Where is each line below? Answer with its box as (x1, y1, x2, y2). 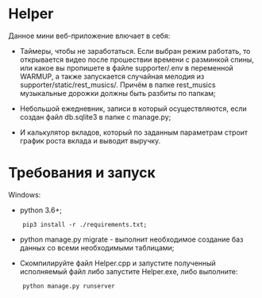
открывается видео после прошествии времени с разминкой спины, (19, 55, 254, 64)
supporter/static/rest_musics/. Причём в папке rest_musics (19, 80, 216, 90)
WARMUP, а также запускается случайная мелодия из (19, 71, 205, 81)
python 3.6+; (19, 205, 62, 215)
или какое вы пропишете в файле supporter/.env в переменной (19, 63, 234, 72)
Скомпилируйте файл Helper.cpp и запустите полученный (19, 258, 216, 268)
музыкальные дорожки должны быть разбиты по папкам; (19, 88, 216, 97)
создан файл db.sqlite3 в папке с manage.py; (19, 112, 171, 121)
